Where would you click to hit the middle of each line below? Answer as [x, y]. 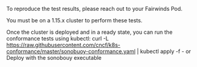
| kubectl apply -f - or [164, 51]
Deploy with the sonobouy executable [54, 58]
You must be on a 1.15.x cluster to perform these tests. [74, 20]
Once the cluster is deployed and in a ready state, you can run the [90, 32]
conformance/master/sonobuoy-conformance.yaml [71, 51]
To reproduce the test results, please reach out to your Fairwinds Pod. [95, 9]
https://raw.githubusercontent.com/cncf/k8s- [63, 45]
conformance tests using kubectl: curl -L [58, 38]
